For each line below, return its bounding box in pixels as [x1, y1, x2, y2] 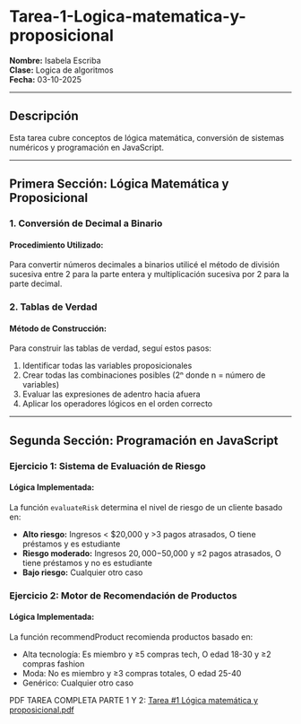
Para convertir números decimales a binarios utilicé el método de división [9, 259, 280, 270]
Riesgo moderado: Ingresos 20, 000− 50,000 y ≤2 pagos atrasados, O [21, 547, 282, 558]
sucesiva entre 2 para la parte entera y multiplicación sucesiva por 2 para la [9, 269, 289, 280]
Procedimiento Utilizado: [9, 240, 104, 250]
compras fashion [21, 659, 85, 669]
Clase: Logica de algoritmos [9, 65, 114, 75]
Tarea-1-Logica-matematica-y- [9, 6, 246, 27]
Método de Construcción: [9, 323, 107, 334]
